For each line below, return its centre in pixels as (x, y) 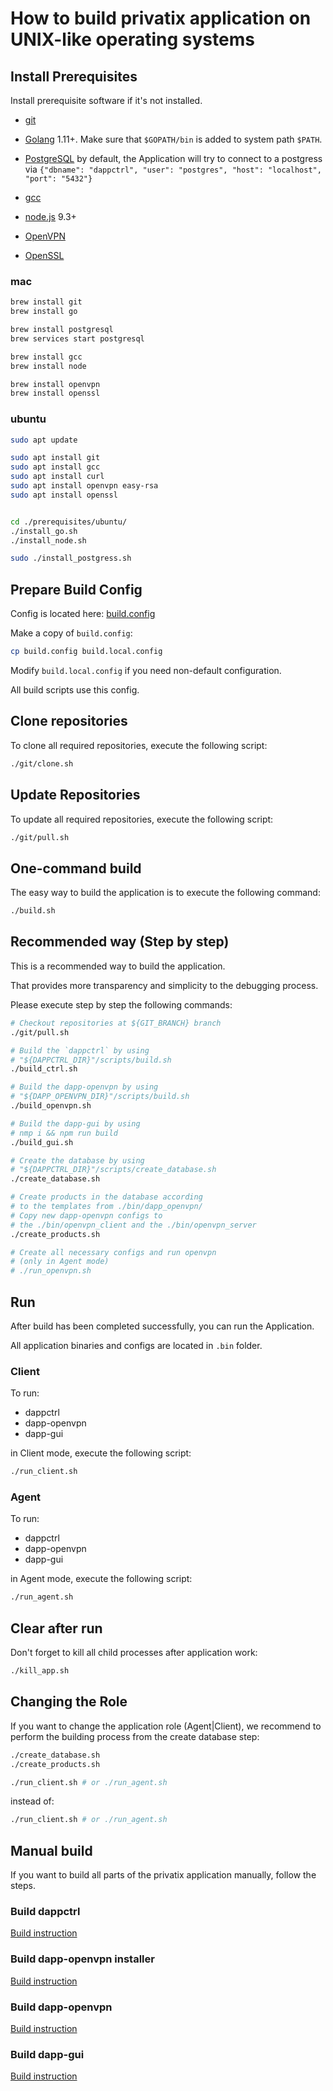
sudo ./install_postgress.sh (71, 558)
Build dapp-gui (47, 2054)
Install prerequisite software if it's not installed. (106, 100)
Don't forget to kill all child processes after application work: (134, 1653)
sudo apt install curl (57, 477)
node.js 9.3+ (50, 216)
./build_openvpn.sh (51, 1106)
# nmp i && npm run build (64, 1133)
